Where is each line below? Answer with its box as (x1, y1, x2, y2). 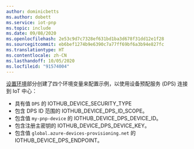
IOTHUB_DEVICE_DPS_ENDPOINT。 (14, 137, 103, 144)
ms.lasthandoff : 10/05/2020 (6, 58, 75, 64)
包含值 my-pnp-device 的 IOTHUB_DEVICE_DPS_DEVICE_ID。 (14, 115, 162, 122)
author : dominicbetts (6, 8, 59, 15)
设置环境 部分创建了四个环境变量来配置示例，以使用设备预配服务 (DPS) (6, 80, 176, 87)
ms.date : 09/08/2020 (6, 31, 57, 37)
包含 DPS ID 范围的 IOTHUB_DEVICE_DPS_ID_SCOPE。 (14, 107, 148, 115)
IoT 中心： (12, 88, 37, 95)
